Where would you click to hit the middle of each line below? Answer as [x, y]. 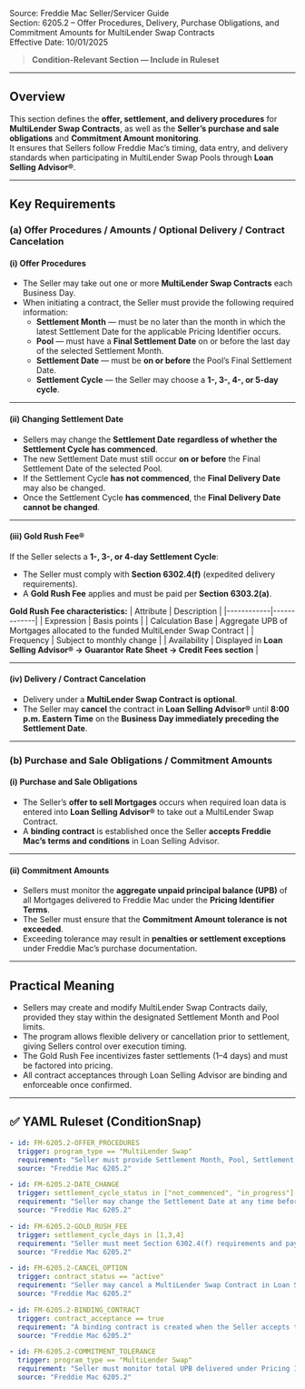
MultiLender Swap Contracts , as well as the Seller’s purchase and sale [144, 128]
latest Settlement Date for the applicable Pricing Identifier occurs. [158, 332]
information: [45, 312]
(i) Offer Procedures [48, 263]
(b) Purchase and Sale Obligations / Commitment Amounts [141, 760]
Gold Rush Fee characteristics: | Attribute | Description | [116, 611]
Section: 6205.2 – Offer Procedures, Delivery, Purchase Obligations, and [144, 23]
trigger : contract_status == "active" [91, 1277]
